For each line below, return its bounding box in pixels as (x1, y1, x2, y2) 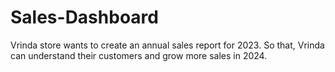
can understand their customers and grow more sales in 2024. (10, 49, 268, 61)
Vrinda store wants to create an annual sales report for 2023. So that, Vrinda (10, 39, 325, 51)
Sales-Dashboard (10, 6, 159, 29)
